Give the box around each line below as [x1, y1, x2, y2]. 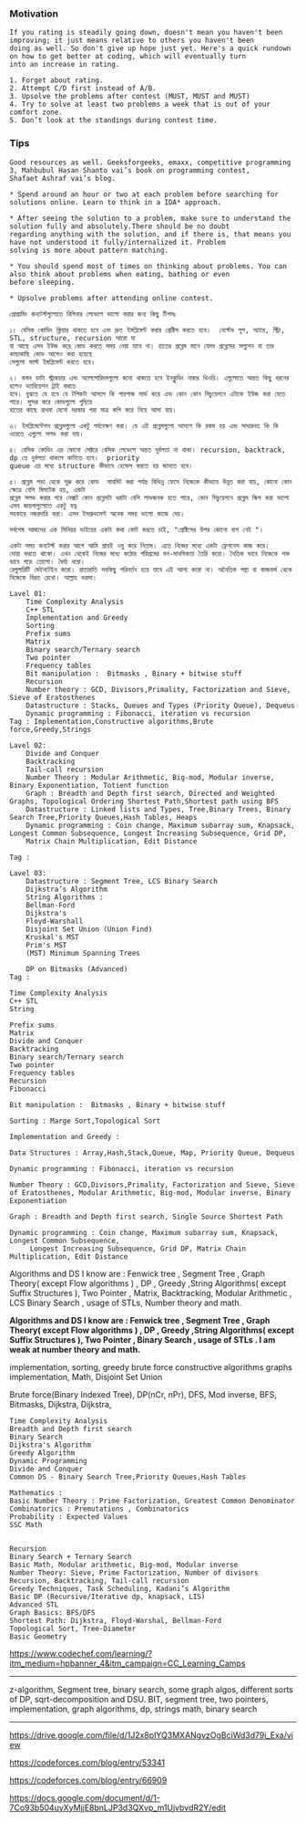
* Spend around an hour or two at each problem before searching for [9, 190, 280, 199]
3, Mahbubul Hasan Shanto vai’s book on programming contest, [9, 165, 250, 175]
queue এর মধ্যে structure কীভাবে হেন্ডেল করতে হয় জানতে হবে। [9, 461, 194, 470]
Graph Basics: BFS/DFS [9, 1607, 96, 1618]
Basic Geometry [9, 1632, 67, 1641]
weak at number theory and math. [9, 1344, 141, 1355]
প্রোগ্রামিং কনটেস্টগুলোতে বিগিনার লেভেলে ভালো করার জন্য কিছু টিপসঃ [9, 309, 176, 319]
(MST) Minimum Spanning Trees [25, 948, 141, 958]
